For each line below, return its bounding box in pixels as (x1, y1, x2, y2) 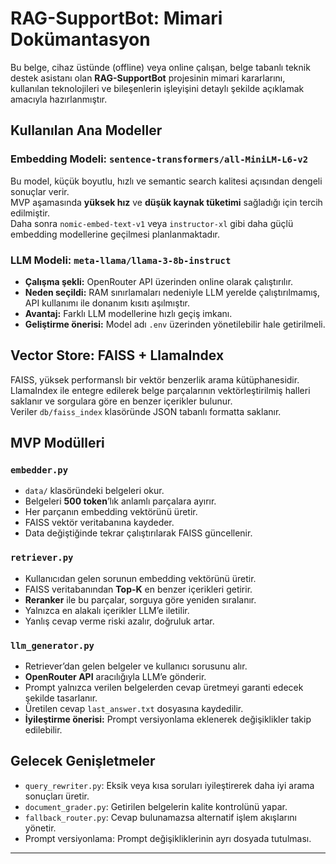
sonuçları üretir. (24, 790, 90, 802)
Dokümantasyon (10, 28, 151, 51)
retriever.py (10, 552, 74, 564)
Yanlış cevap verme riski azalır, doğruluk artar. (24, 615, 215, 627)
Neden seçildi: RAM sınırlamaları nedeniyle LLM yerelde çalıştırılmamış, (24, 286, 321, 298)
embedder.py (10, 465, 69, 476)
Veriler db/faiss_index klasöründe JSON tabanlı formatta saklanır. (10, 405, 282, 417)
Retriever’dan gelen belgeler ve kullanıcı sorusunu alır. (24, 660, 248, 672)
